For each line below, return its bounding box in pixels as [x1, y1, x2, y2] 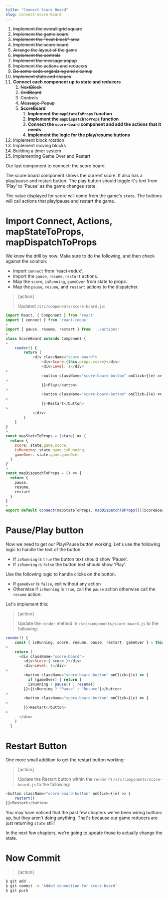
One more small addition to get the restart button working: [5, 757, 125, 763]
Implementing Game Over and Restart [12, 153, 91, 159]
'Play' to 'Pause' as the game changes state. [5, 183, 97, 189]
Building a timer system [12, 148, 61, 154]
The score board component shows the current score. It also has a [5, 172, 143, 178]
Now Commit [5, 853, 61, 864]
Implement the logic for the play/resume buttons [27, 132, 130, 138]
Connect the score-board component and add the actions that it [27, 121, 162, 127]
